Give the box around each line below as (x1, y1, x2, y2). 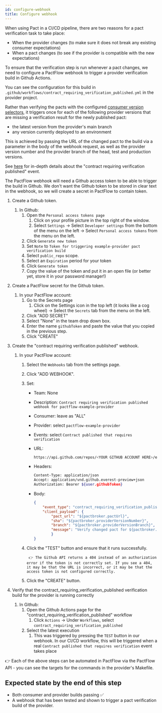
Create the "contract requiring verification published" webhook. (12, 343, 139, 348)
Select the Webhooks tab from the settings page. (26, 362, 121, 367)
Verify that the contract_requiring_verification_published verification (12, 587, 147, 593)
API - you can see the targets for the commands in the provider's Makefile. (5, 664, 154, 671)
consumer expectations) (12, 45, 61, 51)
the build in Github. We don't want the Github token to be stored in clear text (5, 183, 157, 189)
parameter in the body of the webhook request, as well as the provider (5, 143, 146, 149)
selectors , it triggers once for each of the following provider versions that (5, 109, 151, 115)
